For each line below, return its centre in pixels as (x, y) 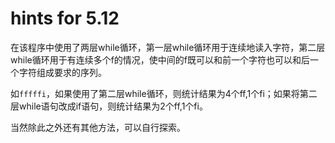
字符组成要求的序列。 (62, 72)
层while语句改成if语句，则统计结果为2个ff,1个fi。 (109, 106)
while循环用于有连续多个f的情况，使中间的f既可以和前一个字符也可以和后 (160, 59)
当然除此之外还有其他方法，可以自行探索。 (98, 127)
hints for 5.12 (65, 18)
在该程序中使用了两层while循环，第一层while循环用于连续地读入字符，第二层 (168, 47)
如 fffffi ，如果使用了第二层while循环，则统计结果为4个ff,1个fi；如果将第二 (164, 93)
